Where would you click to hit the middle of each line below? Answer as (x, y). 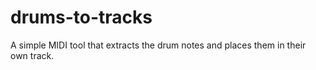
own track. (32, 55)
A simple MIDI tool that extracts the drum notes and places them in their (158, 45)
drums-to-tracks (81, 17)
